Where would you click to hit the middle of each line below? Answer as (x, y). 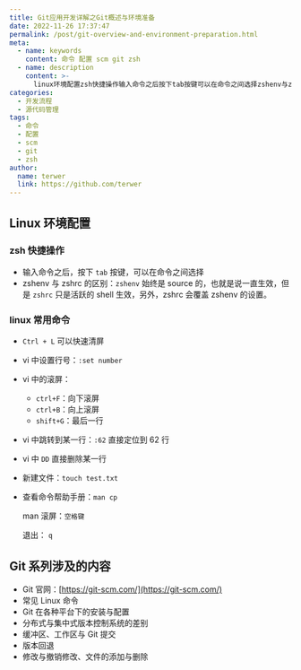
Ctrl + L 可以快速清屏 (63, 341)
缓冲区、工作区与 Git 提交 (69, 634)
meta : (19, 43)
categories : (31, 92)
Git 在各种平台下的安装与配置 (76, 612)
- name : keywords (50, 51)
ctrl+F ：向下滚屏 (68, 398)
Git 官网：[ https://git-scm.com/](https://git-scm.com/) (122, 589)
